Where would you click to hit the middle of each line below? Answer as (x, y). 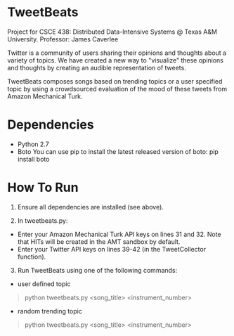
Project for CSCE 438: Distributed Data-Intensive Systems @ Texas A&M (112, 32)
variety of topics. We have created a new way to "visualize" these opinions (115, 60)
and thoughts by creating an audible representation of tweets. (97, 67)
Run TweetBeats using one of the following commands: (97, 270)
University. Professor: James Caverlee (63, 39)
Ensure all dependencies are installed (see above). (90, 207)
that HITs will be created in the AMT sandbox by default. (99, 241)
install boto (33, 159)
